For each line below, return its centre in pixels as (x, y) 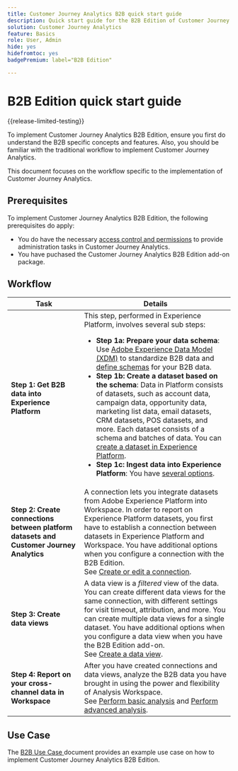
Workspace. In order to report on (138, 510)
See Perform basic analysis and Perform (151, 701)
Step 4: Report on (41, 675)
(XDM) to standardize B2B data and (155, 359)
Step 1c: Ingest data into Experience (159, 465)
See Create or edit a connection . (138, 572)
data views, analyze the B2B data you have (155, 675)
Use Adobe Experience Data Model (154, 349)
